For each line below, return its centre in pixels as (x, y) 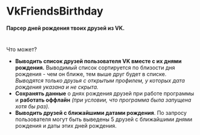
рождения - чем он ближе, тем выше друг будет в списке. (91, 74)
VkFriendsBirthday (55, 11)
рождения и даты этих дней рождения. (66, 126)
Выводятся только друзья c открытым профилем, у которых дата (100, 81)
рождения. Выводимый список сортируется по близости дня (95, 67)
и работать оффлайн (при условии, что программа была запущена (103, 100)
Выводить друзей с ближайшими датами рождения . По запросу (101, 113)
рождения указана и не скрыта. (57, 87)
